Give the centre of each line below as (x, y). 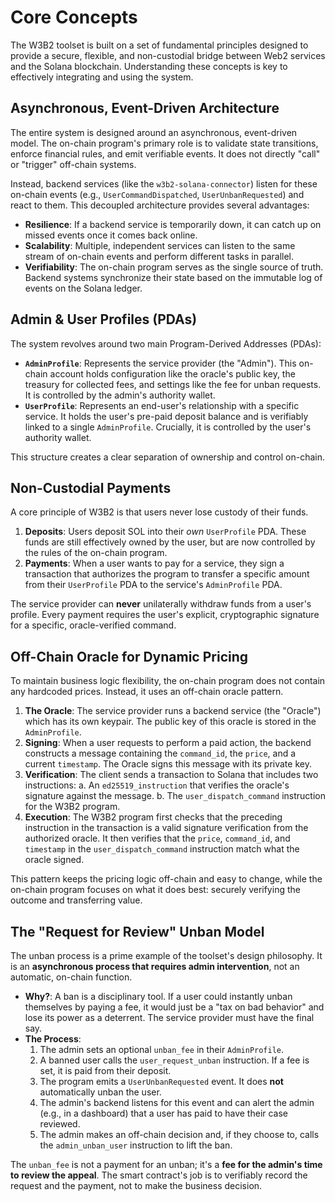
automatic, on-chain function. (71, 977)
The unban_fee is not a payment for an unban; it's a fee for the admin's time (166, 1164)
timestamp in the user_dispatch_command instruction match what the (162, 849)
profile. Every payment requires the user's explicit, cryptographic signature (165, 615)
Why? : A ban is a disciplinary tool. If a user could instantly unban (158, 996)
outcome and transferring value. (76, 900)
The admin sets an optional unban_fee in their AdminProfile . (162, 1049)
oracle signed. (54, 860)
